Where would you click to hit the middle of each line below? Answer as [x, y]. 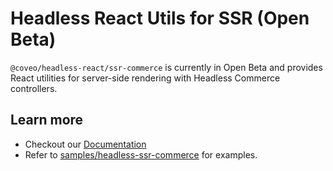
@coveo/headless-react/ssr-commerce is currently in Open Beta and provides [166, 67]
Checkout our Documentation [85, 144]
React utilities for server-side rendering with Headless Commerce [145, 78]
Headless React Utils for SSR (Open [160, 18]
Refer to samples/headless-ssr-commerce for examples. [141, 154]
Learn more [47, 120]
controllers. [34, 88]
